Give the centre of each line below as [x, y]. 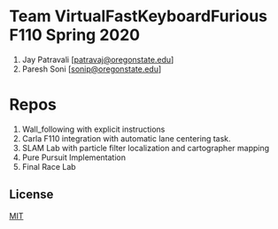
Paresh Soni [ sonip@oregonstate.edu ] [92, 69]
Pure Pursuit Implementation [74, 157]
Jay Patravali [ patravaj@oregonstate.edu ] [98, 59]
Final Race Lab [49, 166]
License [31, 195]
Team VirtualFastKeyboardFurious [139, 16]
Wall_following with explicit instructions [93, 129]
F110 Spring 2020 [74, 35]
